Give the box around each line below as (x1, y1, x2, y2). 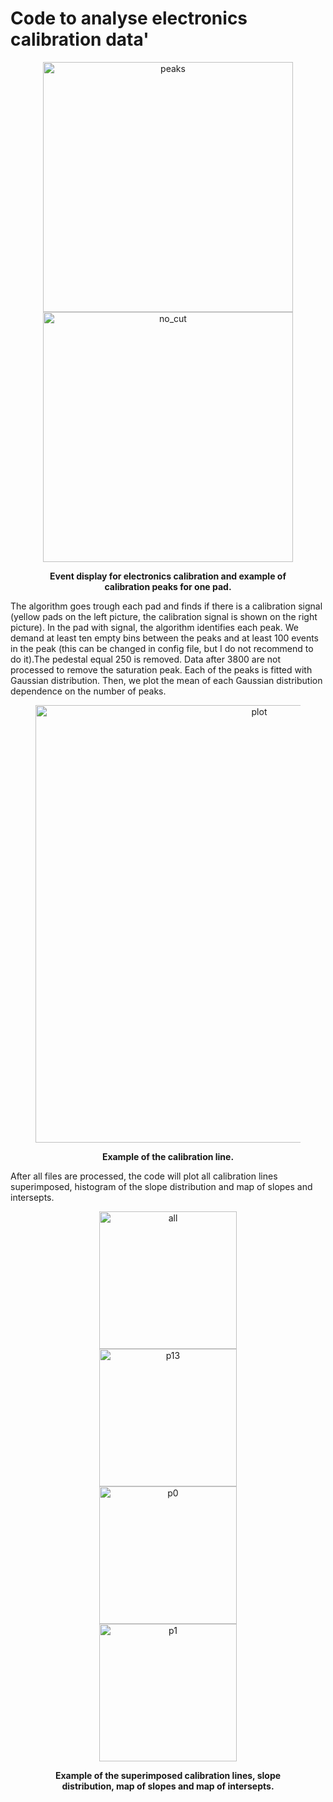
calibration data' (10, 28, 150, 51)
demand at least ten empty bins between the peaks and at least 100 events (10, 632, 319, 644)
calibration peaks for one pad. (104, 580, 232, 592)
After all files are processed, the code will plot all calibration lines (10, 1170, 278, 1182)
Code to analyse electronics (10, 7, 248, 30)
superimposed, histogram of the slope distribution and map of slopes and (10, 1180, 313, 1192)
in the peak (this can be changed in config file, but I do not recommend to (10, 642, 314, 654)
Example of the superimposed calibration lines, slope (54, 1769, 282, 1781)
